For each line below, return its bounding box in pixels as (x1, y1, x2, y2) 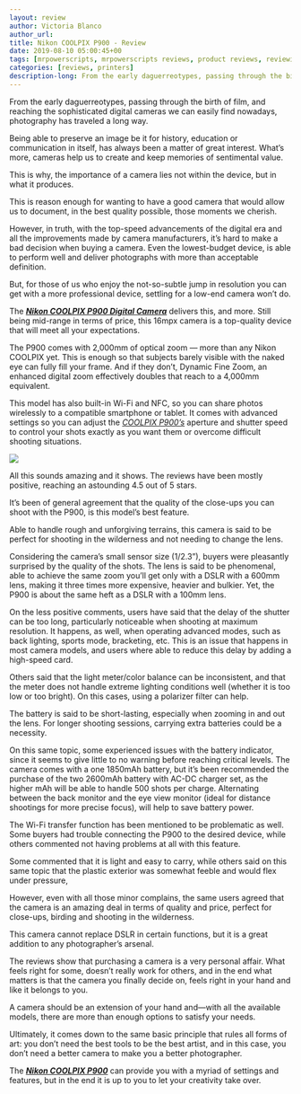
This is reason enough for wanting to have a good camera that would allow (9, 196, 285, 207)
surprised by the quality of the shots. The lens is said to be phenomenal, (9, 560, 276, 571)
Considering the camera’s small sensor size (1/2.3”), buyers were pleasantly (9, 551, 289, 561)
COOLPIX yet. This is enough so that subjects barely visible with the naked (9, 351, 285, 362)
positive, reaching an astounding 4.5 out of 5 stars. (9, 480, 197, 490)
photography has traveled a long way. (9, 115, 149, 126)
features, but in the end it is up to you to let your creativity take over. (9, 1074, 262, 1085)
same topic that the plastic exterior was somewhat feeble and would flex (9, 865, 277, 876)
